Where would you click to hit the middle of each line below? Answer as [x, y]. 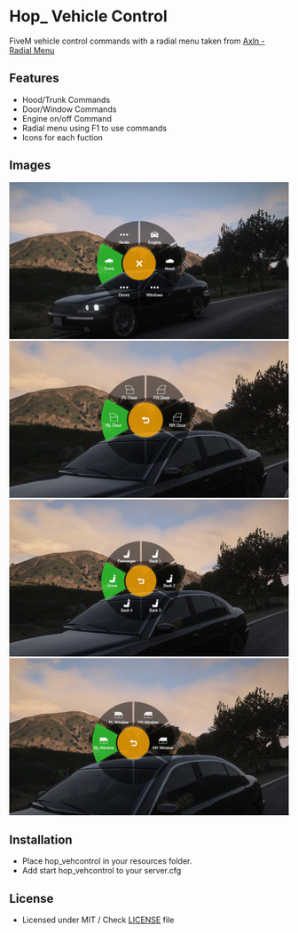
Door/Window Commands [69, 109]
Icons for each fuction [63, 137]
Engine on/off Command [67, 118]
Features [34, 79]
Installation [41, 839]
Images [30, 166]
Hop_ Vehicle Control [89, 16]
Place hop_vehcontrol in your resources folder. [107, 861]
